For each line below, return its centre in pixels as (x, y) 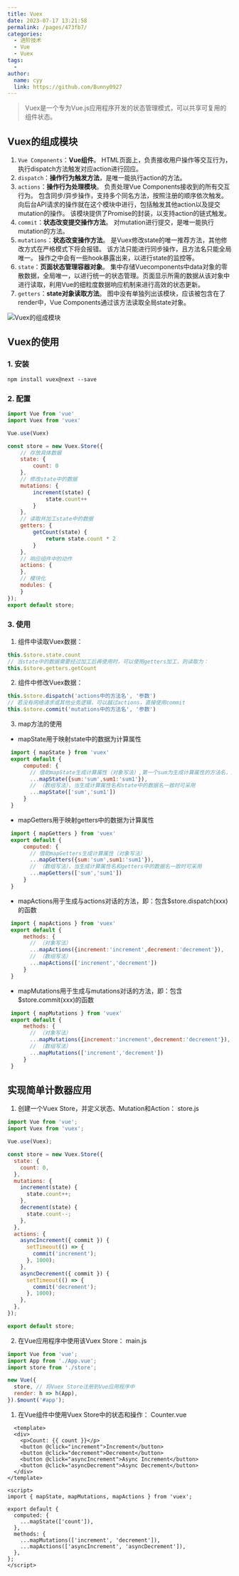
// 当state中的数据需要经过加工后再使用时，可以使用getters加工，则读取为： (108, 662)
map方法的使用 (40, 724)
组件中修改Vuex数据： (50, 683)
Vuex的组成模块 (43, 141)
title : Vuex (25, 14)
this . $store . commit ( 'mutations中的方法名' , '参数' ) (82, 709)
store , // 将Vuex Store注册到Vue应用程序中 (74, 1387)
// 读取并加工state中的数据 (57, 519)
